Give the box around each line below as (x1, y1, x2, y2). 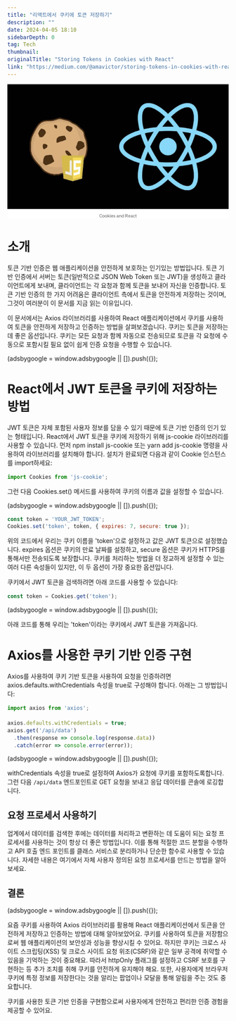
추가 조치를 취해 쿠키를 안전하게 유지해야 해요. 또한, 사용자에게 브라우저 (33, 965, 228, 973)
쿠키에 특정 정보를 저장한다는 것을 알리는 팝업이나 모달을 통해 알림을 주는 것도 (7, 974, 219, 982)
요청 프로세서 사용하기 (7, 809, 97, 821)
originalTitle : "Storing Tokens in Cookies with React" (7, 56, 174, 63)
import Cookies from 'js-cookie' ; (7, 473, 109, 480)
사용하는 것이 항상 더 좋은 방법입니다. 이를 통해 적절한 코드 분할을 (31, 838, 209, 846)
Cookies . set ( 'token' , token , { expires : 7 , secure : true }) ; (7, 523, 190, 530)
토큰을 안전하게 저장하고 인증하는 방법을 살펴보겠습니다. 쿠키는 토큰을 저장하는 (14, 322, 229, 331)
